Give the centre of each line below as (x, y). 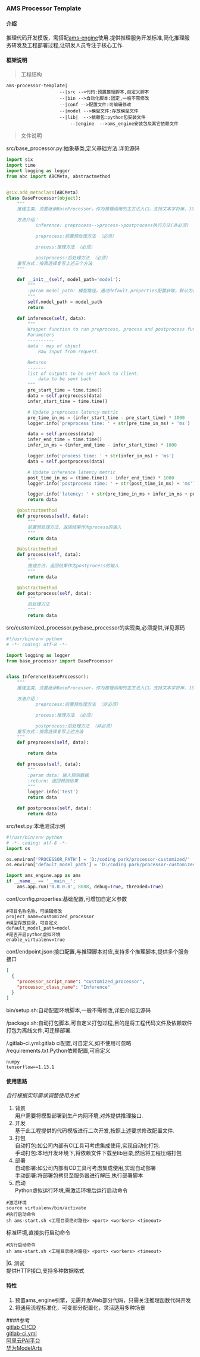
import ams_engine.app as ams (44, 876)
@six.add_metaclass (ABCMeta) (42, 192)
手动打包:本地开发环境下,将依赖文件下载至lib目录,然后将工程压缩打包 (98, 1153)
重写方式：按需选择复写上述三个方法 (54, 263)
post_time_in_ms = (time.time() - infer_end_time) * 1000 (101, 478)
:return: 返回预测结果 (53, 781)
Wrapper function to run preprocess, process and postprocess (106, 329)
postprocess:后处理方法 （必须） (73, 258)
